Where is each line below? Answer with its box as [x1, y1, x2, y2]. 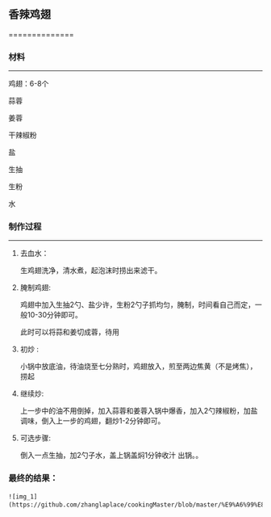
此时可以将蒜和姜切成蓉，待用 [19, 327, 119, 337]
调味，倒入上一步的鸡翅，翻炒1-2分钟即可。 [19, 416, 165, 426]
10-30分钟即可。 [27, 310, 83, 320]
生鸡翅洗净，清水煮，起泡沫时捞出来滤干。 [19, 266, 162, 275]
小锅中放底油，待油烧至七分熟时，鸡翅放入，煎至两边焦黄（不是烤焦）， [19, 362, 257, 372]
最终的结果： [8, 473, 59, 484]
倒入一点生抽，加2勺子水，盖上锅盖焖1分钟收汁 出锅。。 [19, 451, 203, 460]
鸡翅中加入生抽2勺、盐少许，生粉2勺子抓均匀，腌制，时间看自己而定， [19, 300, 256, 309]
